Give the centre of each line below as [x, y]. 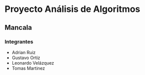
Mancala [18, 28]
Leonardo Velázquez [33, 63]
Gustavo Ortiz [26, 58]
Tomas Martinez [28, 68]
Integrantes [19, 42]
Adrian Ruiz [24, 52]
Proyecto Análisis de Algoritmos [72, 9]
